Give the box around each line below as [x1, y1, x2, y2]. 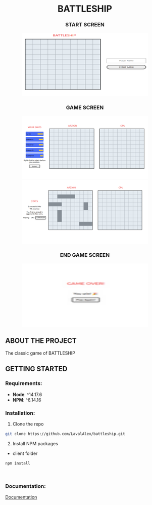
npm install [5, 460, 30, 466]
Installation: [5, 409, 35, 416]
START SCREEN [65, 21, 105, 28]
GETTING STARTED [5, 365, 68, 373]
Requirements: [5, 380, 42, 387]
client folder [12, 450, 38, 456]
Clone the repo [12, 421, 44, 427]
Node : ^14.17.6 [12, 391, 42, 398]
